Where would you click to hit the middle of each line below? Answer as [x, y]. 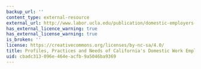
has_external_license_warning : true [52, 34]
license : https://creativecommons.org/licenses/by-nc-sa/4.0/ [85, 46]
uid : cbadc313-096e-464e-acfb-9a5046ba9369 [61, 56]
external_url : [24, 23]
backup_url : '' [25, 12]
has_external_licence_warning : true [52, 28]
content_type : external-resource [48, 17]
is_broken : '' [24, 40]
